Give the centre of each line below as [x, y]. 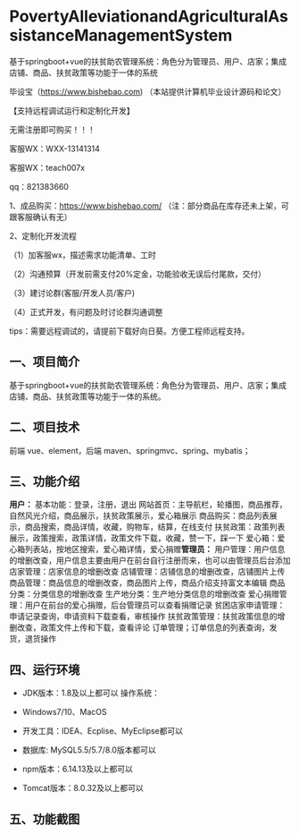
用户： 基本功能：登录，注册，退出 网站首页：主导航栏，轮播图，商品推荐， [148, 505]
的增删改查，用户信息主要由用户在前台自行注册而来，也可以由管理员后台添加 [150, 560]
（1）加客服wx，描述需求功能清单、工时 [83, 255]
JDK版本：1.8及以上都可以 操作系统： [91, 693]
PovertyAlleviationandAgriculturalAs [149, 17]
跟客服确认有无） [41, 217]
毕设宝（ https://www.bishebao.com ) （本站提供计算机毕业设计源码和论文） [148, 91]
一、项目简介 [45, 362]
